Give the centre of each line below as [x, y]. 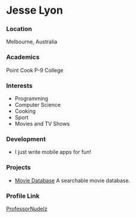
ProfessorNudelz [27, 208]
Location [19, 29]
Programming [31, 99]
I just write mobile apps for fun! [53, 152]
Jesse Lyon [35, 10]
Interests [19, 86]
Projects [18, 168]
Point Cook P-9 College [35, 70]
